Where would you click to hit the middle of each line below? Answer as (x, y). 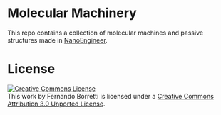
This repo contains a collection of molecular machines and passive (106, 33)
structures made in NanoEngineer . (58, 40)
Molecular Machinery (72, 13)
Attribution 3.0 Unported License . (56, 104)
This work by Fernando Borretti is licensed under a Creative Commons (110, 96)
